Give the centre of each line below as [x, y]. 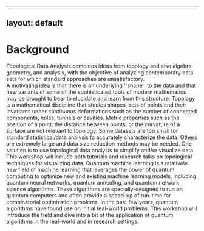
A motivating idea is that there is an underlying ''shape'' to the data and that [101, 85]
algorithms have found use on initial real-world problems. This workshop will [102, 208]
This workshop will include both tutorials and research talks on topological [99, 157]
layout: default [35, 23]
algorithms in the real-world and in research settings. [73, 222]
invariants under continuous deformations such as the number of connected [102, 112]
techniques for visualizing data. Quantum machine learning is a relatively [97, 163]
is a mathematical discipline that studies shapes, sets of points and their [96, 105]
